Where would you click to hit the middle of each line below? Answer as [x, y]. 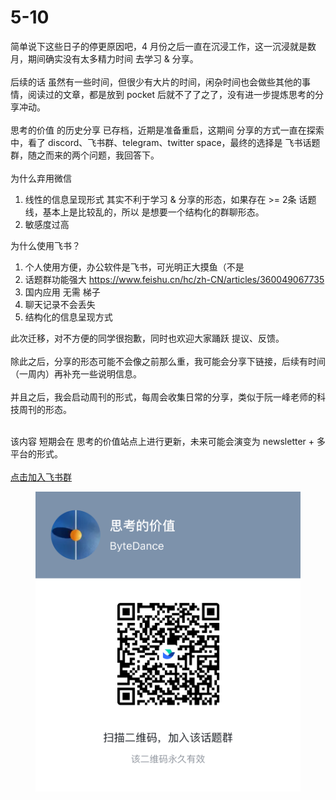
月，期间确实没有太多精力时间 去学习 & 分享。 [104, 58]
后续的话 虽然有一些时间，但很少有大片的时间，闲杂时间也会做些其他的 [156, 82]
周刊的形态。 [45, 409]
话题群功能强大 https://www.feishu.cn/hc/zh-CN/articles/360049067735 [174, 279]
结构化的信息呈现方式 [68, 317]
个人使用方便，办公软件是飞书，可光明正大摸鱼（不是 [134, 267]
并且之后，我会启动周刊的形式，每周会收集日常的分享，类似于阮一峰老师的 [163, 397]
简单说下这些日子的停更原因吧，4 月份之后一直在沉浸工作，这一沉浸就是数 [163, 46]
